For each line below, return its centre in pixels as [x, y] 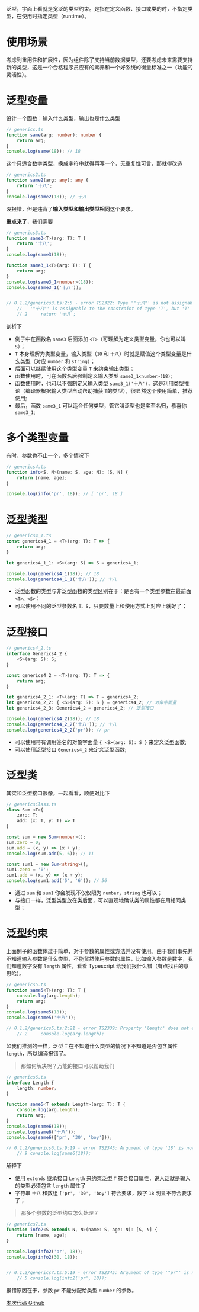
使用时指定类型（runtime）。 [56, 16]
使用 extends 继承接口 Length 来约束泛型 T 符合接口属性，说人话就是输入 [102, 1178]
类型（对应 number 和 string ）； [58, 361]
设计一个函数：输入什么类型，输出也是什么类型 [63, 118]
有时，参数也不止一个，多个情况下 [48, 455]
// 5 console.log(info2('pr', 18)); [62, 1278]
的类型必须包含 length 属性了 [50, 1186]
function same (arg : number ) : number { [54, 135]
